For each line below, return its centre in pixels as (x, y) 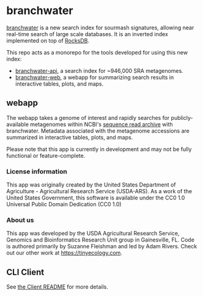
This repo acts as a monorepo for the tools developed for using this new (97, 52)
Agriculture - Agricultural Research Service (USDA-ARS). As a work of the (99, 191)
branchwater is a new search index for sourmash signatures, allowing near (100, 28)
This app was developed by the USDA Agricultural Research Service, (93, 234)
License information (37, 171)
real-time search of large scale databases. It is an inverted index (87, 34)
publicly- (182, 117)
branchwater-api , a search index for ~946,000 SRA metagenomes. (99, 70)
